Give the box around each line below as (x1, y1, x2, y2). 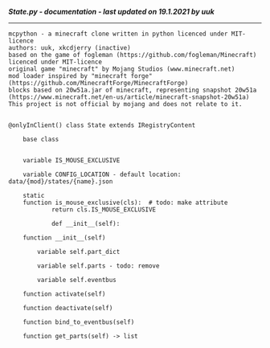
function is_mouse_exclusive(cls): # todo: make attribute (22, 199, 228, 207)
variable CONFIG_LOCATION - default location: (22, 170, 182, 178)
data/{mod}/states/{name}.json (8, 178, 113, 186)
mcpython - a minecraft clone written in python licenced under (8, 30, 228, 38)
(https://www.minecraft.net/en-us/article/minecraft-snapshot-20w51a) (8, 93, 250, 101)
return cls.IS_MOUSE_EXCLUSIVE (51, 206, 157, 214)
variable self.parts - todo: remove (37, 262, 160, 270)
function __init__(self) (22, 234, 106, 242)
